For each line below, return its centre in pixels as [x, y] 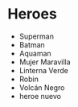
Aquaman [35, 53]
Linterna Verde [44, 70]
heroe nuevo [40, 96]
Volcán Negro [42, 87]
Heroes [32, 14]
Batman [32, 44]
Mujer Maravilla [45, 62]
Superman [36, 36]
